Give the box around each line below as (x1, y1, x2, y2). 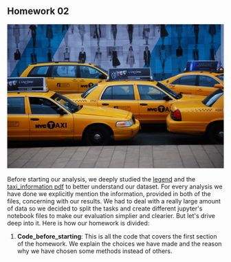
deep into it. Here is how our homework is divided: (7, 219, 150, 228)
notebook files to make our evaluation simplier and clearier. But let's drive (7, 212, 215, 220)
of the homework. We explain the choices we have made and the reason (16, 240, 222, 248)
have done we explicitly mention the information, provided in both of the (7, 190, 211, 198)
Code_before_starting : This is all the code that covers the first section (16, 232, 217, 241)
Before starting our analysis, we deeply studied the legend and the (7, 175, 196, 184)
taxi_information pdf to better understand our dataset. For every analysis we (7, 182, 223, 191)
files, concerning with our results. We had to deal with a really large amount (7, 197, 221, 206)
